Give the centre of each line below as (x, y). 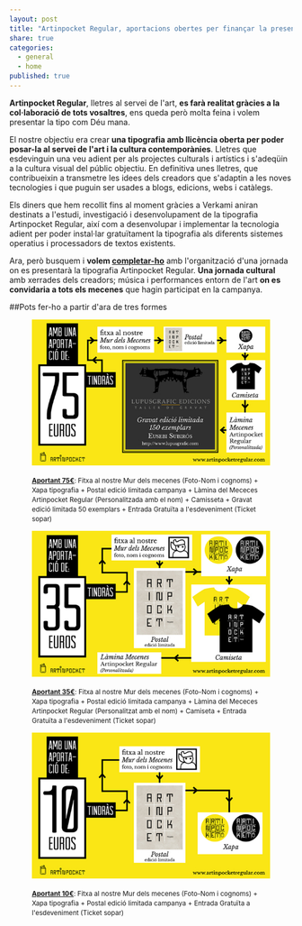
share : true (31, 38)
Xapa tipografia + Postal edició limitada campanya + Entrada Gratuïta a (141, 903)
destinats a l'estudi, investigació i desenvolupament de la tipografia (134, 214)
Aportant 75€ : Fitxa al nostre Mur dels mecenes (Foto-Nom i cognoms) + (145, 481)
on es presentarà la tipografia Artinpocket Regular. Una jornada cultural (142, 270)
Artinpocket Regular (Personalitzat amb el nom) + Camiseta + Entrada (139, 711)
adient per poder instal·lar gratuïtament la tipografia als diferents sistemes (146, 234)
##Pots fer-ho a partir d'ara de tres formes (89, 307)
